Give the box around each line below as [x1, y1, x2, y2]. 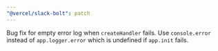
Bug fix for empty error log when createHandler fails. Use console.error [6, 29, 211, 37]
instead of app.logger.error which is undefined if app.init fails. [6, 35, 189, 44]
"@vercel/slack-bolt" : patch [6, 10, 90, 17]
